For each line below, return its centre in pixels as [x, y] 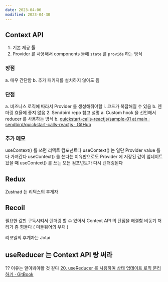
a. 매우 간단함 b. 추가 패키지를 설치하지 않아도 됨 [52, 80]
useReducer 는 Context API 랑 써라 [59, 255]
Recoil [15, 208]
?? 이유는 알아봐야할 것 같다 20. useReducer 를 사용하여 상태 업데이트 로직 [78, 268]
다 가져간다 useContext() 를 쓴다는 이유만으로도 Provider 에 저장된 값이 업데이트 [84, 157]
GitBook [25, 274]
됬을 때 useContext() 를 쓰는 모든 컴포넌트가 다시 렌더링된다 [64, 163]
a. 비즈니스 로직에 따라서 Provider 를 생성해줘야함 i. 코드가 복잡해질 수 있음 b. [81, 106]
